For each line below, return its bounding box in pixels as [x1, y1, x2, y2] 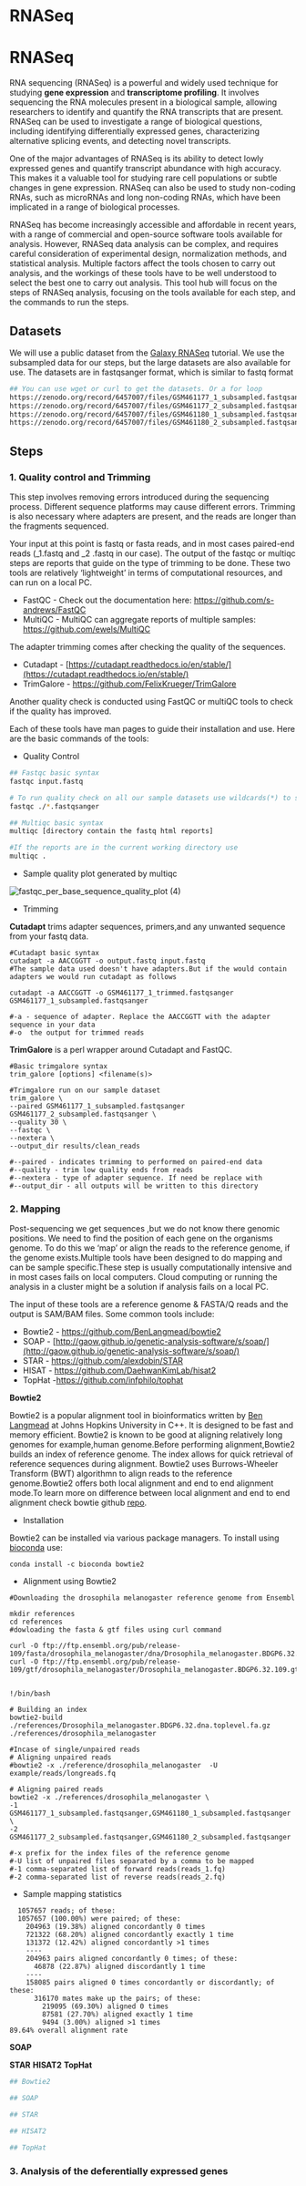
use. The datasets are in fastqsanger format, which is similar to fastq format [9, 366, 294, 377]
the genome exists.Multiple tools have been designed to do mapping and [9, 1253, 282, 1263]
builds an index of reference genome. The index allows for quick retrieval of [9, 1449, 294, 1459]
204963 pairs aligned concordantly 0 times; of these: [25, 1954, 239, 1964]
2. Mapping [9, 1202, 61, 1215]
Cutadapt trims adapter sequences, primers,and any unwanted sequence [9, 922, 286, 932]
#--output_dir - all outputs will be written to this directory [9, 1181, 259, 1191]
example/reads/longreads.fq [9, 1769, 117, 1779]
